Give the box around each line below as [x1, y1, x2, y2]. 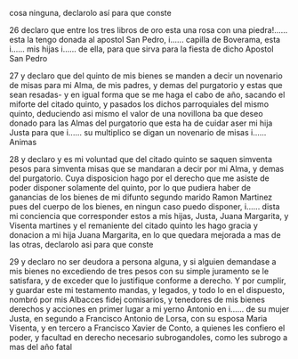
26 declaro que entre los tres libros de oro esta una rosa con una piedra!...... [9, 25, 288, 35]
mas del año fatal [9, 342, 73, 352]
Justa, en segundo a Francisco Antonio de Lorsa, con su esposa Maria [9, 314, 268, 323]
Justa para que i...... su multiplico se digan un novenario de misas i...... [9, 127, 267, 137]
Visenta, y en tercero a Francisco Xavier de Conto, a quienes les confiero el [9, 322, 286, 333]
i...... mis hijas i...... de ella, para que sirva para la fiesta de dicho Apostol [9, 44, 274, 54]
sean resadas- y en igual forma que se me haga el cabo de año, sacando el [9, 89, 286, 100]
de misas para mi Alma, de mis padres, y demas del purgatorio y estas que [9, 80, 283, 90]
